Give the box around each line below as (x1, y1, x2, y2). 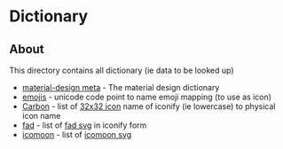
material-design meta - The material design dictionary (21, 82, 220, 92)
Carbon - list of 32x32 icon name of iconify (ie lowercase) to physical (21, 101, 276, 112)
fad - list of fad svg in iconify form (21, 120, 147, 130)
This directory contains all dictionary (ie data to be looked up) (9, 65, 234, 75)
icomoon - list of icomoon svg (21, 129, 132, 139)
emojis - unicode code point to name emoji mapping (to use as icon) (21, 91, 272, 102)
